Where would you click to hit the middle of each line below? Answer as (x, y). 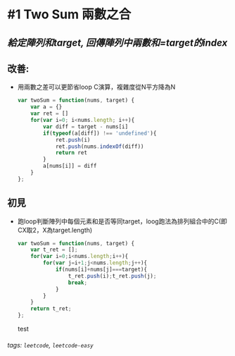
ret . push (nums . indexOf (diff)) (100, 146)
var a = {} (46, 107)
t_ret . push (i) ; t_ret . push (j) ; (112, 276)
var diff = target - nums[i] (86, 127)
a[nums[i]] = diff (70, 166)
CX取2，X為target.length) (55, 230)
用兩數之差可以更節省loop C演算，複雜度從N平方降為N (96, 87)
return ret (71, 153)
